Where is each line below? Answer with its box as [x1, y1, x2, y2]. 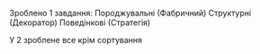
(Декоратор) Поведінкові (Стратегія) [9, 17, 151, 28]
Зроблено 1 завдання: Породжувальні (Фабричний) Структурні [9, 8, 252, 18]
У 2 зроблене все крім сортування [9, 35, 142, 45]
